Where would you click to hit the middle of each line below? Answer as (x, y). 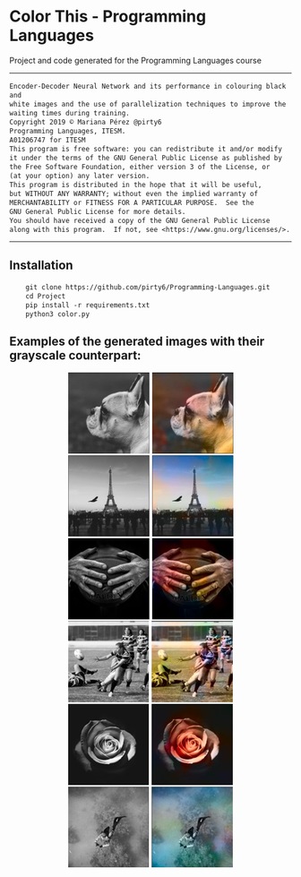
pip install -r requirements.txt (88, 305)
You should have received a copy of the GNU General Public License (140, 220)
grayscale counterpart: (75, 356)
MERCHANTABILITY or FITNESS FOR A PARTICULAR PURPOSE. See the (132, 202)
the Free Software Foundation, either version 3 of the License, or (140, 167)
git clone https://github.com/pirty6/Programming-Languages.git (148, 287)
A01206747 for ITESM (48, 140)
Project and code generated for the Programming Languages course (136, 60)
